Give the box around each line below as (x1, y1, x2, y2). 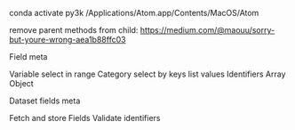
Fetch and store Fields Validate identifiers (9, 113, 161, 123)
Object (9, 78, 34, 88)
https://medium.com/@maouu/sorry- (140, 25, 275, 35)
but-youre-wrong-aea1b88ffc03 (9, 35, 126, 45)
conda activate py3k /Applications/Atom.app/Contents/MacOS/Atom (9, 8, 259, 18)
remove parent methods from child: (9, 25, 139, 35)
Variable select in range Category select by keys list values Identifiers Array (9, 69, 286, 79)
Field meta (9, 52, 48, 61)
